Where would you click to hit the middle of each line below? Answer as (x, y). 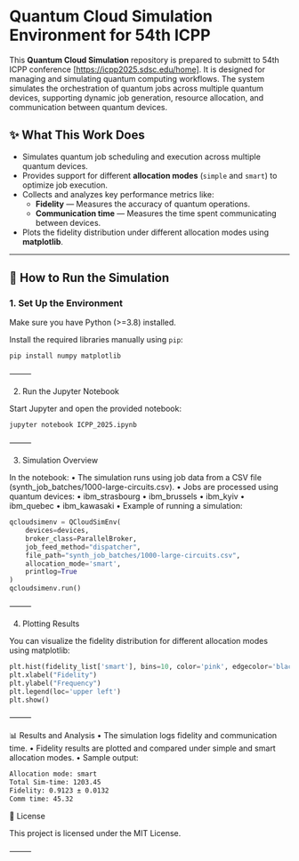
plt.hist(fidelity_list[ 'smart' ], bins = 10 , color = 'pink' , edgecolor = (141, 667)
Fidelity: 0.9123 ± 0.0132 (59, 791)
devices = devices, (57, 531)
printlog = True (51, 572)
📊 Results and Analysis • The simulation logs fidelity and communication (143, 736)
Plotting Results (51, 624)
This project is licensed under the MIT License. (95, 833)
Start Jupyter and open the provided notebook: (96, 409)
